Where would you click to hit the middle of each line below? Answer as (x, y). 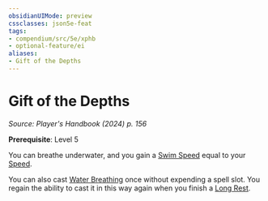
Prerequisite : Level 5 (43, 139)
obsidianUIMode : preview (50, 16)
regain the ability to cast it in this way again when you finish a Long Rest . (130, 188)
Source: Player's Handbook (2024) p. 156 (78, 123)
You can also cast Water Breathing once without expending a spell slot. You (134, 179)
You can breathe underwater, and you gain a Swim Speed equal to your (127, 155)
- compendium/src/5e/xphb (52, 38)
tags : (17, 31)
